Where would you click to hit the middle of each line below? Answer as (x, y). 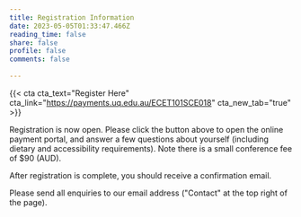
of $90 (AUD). (35, 158)
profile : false (38, 51)
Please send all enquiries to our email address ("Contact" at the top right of (148, 193)
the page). (28, 202)
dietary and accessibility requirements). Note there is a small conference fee (151, 148)
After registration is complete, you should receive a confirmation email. (141, 175)
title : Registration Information (72, 17)
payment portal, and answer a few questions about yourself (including (139, 139)
